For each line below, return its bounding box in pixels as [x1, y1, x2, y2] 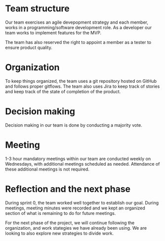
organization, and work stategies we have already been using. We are [5, 225, 147, 231]
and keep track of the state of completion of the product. [5, 88, 121, 94]
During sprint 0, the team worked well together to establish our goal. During [5, 200, 159, 206]
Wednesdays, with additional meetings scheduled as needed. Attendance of [5, 161, 160, 167]
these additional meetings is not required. [5, 166, 90, 172]
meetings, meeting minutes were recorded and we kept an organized [5, 205, 146, 211]
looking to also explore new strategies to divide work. [5, 230, 114, 236]
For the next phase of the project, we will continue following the [5, 220, 135, 226]
